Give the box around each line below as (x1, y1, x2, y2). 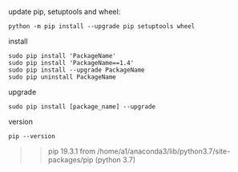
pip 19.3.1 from (47, 146, 96, 156)
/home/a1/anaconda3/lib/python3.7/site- (97, 146, 231, 156)
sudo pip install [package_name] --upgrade (8, 103, 156, 111)
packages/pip (47, 155, 94, 164)
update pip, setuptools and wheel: (8, 7, 121, 16)
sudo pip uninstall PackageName (8, 73, 116, 81)
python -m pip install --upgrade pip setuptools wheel (8, 23, 196, 31)
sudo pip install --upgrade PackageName (8, 66, 146, 74)
